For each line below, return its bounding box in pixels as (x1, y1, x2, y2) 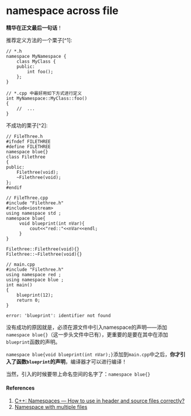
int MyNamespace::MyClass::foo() (6, 95, 88, 101)
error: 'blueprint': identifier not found (6, 312, 111, 318)
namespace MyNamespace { (6, 53, 67, 59)
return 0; (16, 297, 41, 303)
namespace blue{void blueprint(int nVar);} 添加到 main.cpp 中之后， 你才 (6, 350, 180, 357)
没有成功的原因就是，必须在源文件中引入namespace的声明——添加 (6, 324, 168, 331)
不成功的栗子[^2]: (6, 122, 48, 129)
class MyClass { (16, 59, 57, 64)
